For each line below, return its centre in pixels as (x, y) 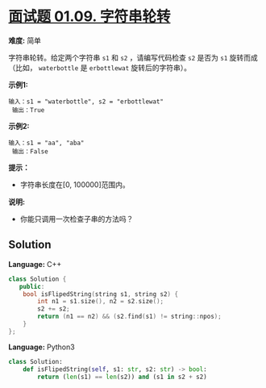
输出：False (30, 151)
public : (32, 286)
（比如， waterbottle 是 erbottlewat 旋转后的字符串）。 (100, 67)
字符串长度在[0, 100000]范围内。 (75, 184)
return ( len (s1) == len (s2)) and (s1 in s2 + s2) (122, 377)
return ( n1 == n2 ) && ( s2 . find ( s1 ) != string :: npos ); (129, 317)
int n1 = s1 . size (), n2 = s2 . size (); (100, 302)
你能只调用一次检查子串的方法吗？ (77, 219)
